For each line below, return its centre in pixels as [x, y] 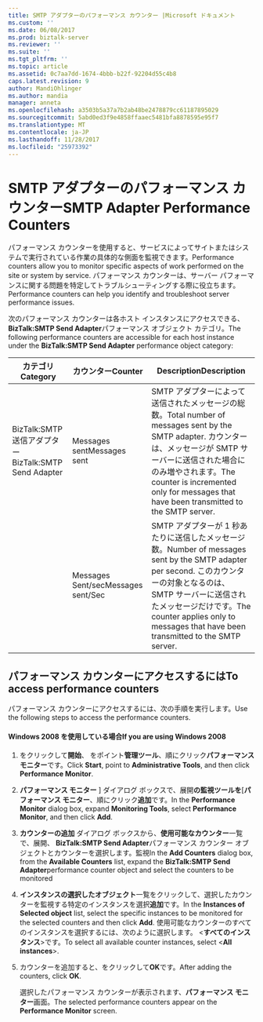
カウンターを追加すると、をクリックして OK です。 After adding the [126, 967]
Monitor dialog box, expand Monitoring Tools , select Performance [128, 808]
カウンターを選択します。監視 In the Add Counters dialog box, [153, 853]
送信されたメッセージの [195, 403]
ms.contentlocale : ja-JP [49, 132]
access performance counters [84, 689]
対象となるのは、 [198, 583]
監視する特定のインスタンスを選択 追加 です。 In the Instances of [142, 904]
